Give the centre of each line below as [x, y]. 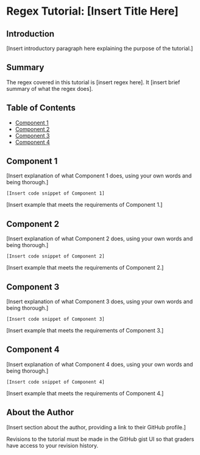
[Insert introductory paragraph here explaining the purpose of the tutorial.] [100, 48]
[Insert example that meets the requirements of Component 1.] [84, 205]
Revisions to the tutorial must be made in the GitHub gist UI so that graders [100, 439]
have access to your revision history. [52, 445]
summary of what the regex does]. [50, 88]
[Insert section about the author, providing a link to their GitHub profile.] [96, 427]
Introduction [30, 34]
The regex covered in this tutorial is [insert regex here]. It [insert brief [93, 82]
